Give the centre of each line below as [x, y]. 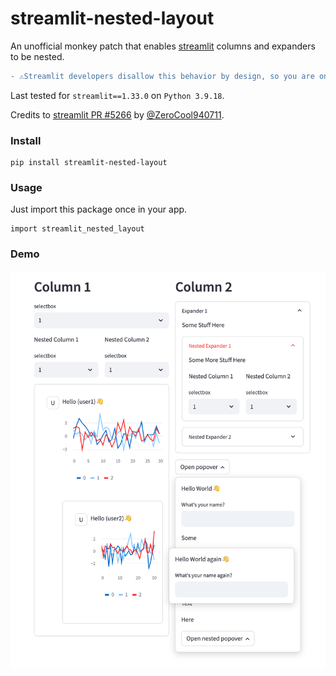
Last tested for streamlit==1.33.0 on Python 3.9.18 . [117, 95]
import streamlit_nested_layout [77, 229]
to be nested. [37, 56]
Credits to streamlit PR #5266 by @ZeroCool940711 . [117, 114]
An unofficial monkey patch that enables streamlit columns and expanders [163, 46]
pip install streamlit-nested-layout [89, 163]
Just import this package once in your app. [99, 209]
